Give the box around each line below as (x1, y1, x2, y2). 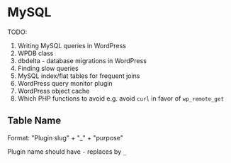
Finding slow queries (17, 64, 79, 72)
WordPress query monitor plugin (17, 79, 113, 87)
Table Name (7, 115, 62, 127)
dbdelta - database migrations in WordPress (17, 56, 147, 64)
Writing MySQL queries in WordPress (17, 41, 126, 50)
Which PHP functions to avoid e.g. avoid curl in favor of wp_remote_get (17, 94, 225, 103)
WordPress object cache (17, 86, 90, 95)
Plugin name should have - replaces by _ (7, 147, 127, 156)
